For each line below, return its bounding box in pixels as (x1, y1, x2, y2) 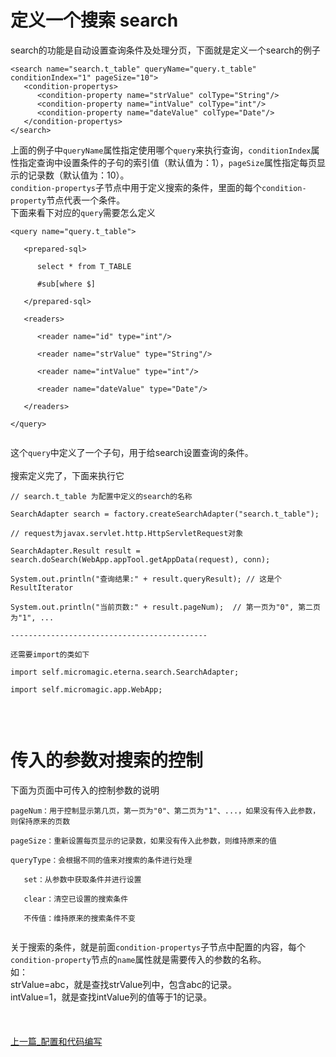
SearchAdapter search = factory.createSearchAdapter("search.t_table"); (10, 509, 320, 519)
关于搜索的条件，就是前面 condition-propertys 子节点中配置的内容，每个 (10, 941, 307, 953)
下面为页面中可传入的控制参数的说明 (10, 784, 160, 796)
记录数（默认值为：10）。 (27, 169, 130, 181)
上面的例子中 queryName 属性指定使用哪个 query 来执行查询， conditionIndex (10, 144, 312, 156)
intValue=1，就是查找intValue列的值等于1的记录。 (10, 991, 213, 1003)
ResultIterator (10, 582, 74, 593)
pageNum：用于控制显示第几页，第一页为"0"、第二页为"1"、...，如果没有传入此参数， (10, 806, 321, 816)
